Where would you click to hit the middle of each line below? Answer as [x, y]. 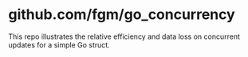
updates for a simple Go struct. [59, 44]
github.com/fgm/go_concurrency [122, 15]
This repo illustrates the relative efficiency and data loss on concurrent [124, 36]
